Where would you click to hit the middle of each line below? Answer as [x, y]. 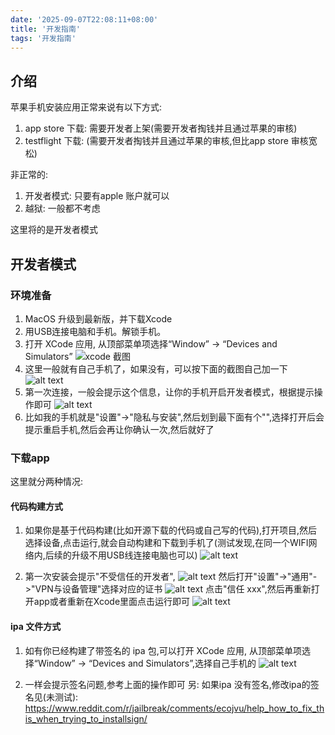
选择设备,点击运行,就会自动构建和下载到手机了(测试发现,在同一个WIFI [166, 543]
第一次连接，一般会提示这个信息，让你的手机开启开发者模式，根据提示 [169, 392]
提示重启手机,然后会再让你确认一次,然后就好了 [119, 429]
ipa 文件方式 [36, 626]
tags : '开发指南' [43, 38]
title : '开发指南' [46, 29]
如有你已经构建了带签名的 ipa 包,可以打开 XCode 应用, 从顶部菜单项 [163, 650]
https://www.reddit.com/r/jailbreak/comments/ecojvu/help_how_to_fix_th [174, 708]
